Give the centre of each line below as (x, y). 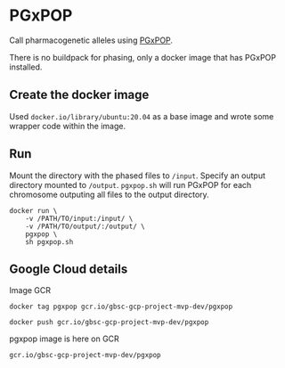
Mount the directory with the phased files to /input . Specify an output (137, 176)
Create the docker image (79, 95)
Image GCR (30, 290)
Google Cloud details (69, 269)
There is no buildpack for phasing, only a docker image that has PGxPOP (142, 57)
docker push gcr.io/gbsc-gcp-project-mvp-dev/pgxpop (109, 323)
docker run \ (33, 210)
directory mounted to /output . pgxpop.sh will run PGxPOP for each (130, 184)
